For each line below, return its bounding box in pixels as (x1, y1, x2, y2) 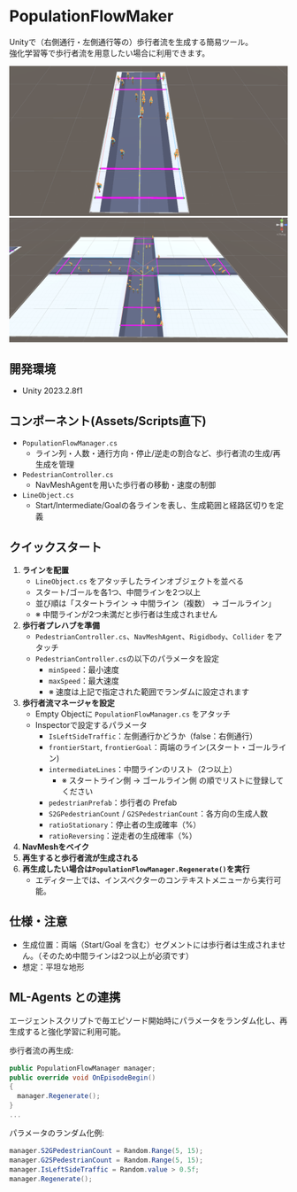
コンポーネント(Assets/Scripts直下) (9, 414, 207, 429)
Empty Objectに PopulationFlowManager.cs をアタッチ (34, 708, 232, 719)
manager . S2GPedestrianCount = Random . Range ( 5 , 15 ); (9, 1146, 203, 1155)
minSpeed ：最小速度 (48, 664, 119, 675)
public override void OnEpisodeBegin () (9, 1073, 156, 1082)
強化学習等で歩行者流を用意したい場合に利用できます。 (9, 47, 210, 58)
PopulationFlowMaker (9, 6, 174, 27)
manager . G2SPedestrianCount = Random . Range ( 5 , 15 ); (9, 1156, 203, 1165)
